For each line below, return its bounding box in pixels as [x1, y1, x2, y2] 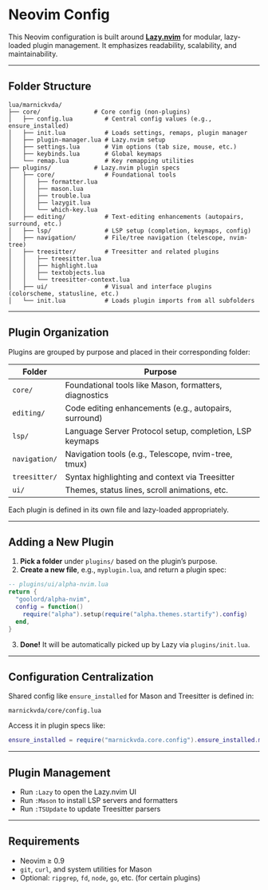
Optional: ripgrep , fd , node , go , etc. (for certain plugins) [19, 872, 201, 882]
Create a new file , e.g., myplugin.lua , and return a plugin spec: [19, 565, 227, 574]
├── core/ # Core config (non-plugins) [8, 108, 191, 116]
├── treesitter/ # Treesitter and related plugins [22, 248, 219, 256]
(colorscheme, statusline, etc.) [8, 289, 120, 297]
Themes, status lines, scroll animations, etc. [65, 484, 229, 495]
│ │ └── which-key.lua [8, 205, 98, 213]
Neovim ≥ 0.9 [19, 856, 65, 865]
